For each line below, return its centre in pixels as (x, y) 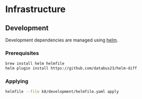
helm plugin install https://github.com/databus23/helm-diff (71, 68)
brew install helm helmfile (35, 64)
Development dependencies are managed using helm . (62, 40)
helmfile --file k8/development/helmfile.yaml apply (62, 92)
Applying (17, 81)
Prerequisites (22, 53)
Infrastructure (35, 9)
